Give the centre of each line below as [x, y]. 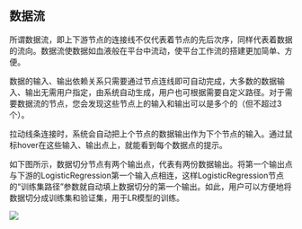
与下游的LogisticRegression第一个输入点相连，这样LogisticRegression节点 [147, 175]
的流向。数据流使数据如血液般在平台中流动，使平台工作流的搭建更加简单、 [147, 50]
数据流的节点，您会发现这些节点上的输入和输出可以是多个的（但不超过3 [149, 103]
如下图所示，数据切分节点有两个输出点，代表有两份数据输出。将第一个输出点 [151, 163]
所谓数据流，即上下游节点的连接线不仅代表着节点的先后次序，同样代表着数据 [151, 40]
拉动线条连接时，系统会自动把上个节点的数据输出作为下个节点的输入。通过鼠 [151, 134]
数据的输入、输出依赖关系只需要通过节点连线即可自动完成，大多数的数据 [143, 81]
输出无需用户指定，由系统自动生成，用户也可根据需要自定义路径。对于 [155, 92]
